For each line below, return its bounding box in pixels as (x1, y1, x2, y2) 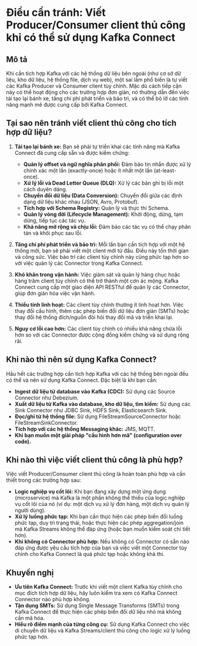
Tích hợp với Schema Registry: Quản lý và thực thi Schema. (23, 204, 170, 211)
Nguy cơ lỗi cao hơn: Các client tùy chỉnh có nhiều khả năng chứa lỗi (14, 325, 182, 332)
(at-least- (153, 167, 177, 174)
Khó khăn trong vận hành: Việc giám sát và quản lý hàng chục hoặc (14, 271, 181, 278)
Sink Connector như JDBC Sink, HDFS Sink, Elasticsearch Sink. (14, 407, 168, 414)
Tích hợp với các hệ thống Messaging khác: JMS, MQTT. (14, 425, 155, 432)
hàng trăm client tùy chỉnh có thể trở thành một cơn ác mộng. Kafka (14, 277, 179, 284)
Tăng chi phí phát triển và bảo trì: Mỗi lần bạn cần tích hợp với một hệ (14, 241, 185, 248)
